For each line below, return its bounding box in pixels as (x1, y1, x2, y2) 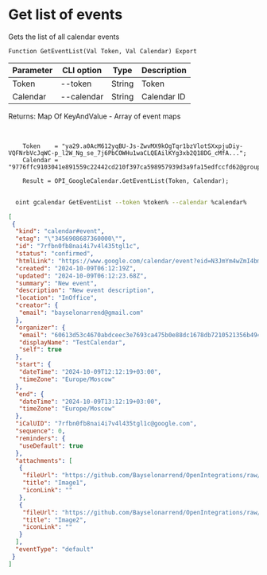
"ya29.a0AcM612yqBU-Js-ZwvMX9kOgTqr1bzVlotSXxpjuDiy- (61, 142, 244, 150)
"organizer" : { (15, 324, 66, 332)
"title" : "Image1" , (22, 479, 87, 487)
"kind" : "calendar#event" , (15, 227, 105, 235)
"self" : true (18, 346, 62, 354)
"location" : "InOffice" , (15, 294, 98, 302)
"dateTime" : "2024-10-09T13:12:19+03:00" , (18, 398, 161, 406)
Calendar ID (141, 91, 186, 102)
